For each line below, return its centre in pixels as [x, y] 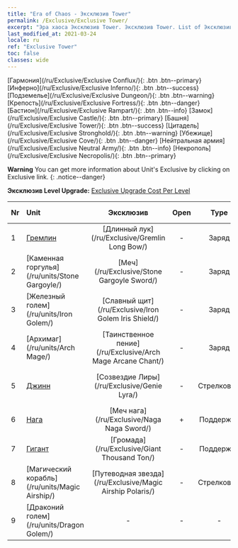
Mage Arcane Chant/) [128, 361]
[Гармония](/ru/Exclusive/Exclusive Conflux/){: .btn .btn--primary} [104, 80]
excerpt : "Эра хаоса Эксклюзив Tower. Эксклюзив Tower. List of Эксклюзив [120, 27]
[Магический [49, 469]
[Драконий [45, 507]
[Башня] [177, 118]
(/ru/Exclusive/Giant [128, 449]
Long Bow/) [128, 247]
